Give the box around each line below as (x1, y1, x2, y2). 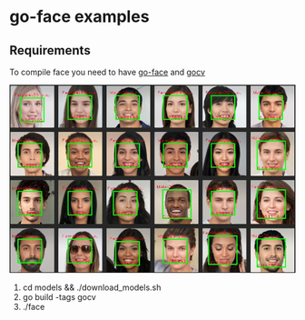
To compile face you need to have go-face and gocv (9, 66, 206, 77)
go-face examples (9, 6, 150, 27)
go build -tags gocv (22, 291, 97, 302)
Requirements (9, 43, 91, 58)
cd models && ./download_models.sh (22, 282, 162, 293)
